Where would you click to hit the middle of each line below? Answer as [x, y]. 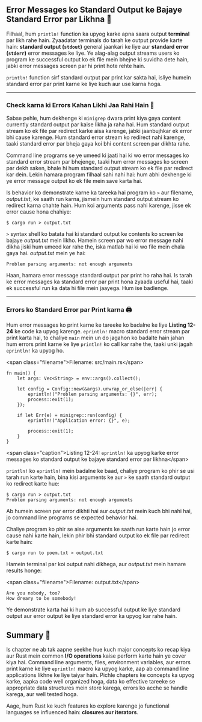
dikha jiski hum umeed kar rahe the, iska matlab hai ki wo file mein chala [96, 247]
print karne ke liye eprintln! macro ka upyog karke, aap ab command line [98, 669]
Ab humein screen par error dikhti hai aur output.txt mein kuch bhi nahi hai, [99, 511]
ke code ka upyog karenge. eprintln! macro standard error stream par [103, 332]
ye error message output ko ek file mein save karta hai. [74, 181]
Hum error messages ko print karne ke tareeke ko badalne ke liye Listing [96, 325]
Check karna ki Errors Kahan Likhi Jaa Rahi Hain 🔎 [80, 105]
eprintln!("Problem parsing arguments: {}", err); [93, 394]
